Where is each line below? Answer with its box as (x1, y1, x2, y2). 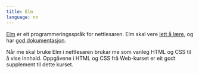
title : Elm (6, 8, 33, 15)
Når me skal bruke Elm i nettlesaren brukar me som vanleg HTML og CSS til (6, 48, 192, 55)
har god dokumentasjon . (6, 37, 67, 44)
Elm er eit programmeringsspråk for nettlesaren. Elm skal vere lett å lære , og (6, 30, 194, 37)
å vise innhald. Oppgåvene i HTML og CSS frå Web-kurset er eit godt (6, 54, 176, 62)
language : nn (6, 14, 39, 20)
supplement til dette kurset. (6, 60, 74, 68)
